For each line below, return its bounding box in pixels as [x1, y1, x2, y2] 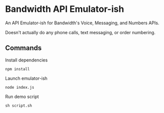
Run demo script [5, 93, 39, 100]
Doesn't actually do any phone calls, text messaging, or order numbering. [5, 29, 156, 35]
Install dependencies [5, 57, 48, 63]
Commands [5, 44, 42, 53]
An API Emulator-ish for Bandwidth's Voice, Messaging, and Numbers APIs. [5, 20, 160, 26]
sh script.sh [5, 103, 32, 108]
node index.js [5, 85, 35, 90]
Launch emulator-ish [5, 75, 48, 81]
